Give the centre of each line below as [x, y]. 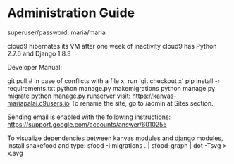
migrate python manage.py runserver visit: [69, 96]
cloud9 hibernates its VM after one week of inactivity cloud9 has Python [112, 46]
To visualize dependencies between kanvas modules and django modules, [115, 138]
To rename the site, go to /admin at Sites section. [142, 103]
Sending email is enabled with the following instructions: [89, 117]
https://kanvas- [154, 96]
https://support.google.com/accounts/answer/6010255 [87, 124]
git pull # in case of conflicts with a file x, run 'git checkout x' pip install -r [114, 81]
